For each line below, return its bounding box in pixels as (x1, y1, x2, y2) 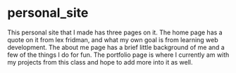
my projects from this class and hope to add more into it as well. (7, 58, 193, 66)
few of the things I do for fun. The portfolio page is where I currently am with (7, 51, 230, 59)
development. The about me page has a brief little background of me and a (7, 43, 225, 51)
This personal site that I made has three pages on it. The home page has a (7, 28, 223, 36)
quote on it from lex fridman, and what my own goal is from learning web (7, 35, 218, 44)
